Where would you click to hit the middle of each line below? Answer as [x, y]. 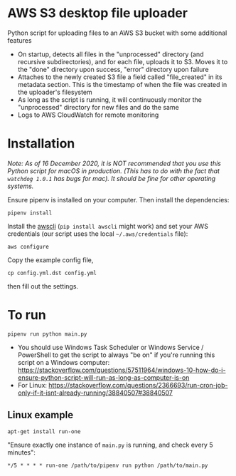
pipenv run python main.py [47, 334]
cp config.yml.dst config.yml [52, 273]
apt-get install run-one [44, 431]
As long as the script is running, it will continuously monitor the [110, 99]
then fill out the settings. [43, 286]
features [20, 40]
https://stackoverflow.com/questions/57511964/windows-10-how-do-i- [122, 370]
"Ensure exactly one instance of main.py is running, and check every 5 [110, 445]
